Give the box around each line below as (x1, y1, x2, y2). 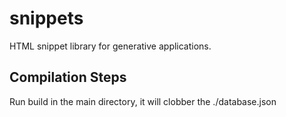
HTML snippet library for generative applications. (9, 40, 212, 52)
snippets (9, 7, 84, 30)
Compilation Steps (9, 69, 127, 86)
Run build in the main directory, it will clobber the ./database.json (9, 95, 277, 107)
